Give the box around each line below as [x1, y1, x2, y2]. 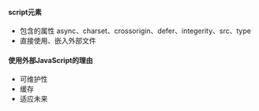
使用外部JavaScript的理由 [8, 55, 93, 65]
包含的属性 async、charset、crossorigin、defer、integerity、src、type [19, 26, 251, 35]
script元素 [8, 7, 42, 17]
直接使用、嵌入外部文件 [19, 36, 96, 46]
